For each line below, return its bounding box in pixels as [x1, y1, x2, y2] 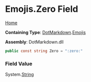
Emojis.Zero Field [5, 3, 78, 15]
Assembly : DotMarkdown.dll [5, 39, 64, 45]
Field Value [5, 60, 33, 67]
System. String [5, 72, 34, 78]
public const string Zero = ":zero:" [5, 48, 83, 53]
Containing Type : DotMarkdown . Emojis [5, 29, 86, 35]
